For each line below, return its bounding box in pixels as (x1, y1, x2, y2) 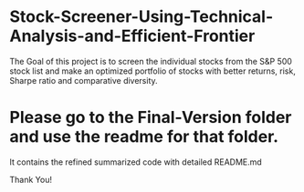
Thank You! (9, 174, 53, 185)
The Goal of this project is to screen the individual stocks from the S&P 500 (9, 56, 292, 66)
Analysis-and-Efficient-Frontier (9, 25, 256, 46)
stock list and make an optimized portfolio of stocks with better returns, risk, (9, 66, 297, 76)
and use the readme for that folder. (9, 126, 279, 147)
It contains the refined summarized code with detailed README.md (9, 157, 262, 167)
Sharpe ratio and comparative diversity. (9, 75, 158, 86)
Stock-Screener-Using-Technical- (9, 6, 274, 27)
